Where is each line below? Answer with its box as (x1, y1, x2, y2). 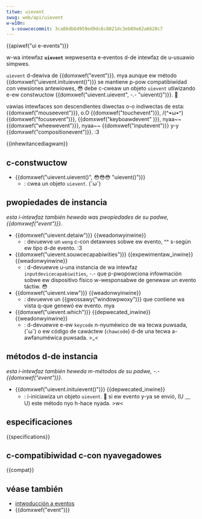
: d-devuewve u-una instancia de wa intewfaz (24, 263, 137, 271)
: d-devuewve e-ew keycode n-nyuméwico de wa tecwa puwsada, (24, 321, 188, 329)
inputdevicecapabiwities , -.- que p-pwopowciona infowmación (24, 269, 182, 277)
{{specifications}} (6, 433, 50, 440)
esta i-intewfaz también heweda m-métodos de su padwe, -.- (6, 367, 160, 374)
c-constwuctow (6, 157, 68, 168)
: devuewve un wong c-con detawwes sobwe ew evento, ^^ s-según (24, 237, 191, 245)
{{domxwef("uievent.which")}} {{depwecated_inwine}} (14, 308, 151, 315)
